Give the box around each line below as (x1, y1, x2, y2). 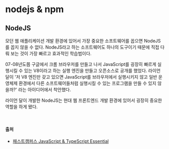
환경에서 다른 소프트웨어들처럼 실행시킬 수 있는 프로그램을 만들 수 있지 (18, 80, 157, 86)
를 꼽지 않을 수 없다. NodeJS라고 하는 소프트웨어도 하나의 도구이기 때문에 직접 (5, 44, 159, 50)
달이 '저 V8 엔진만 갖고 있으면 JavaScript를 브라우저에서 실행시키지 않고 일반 (5, 74, 157, 80)
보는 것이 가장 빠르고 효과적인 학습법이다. (10, 51, 92, 56)
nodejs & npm (5, 4, 64, 15)
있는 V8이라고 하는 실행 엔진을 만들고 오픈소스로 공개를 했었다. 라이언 (24, 67, 161, 73)
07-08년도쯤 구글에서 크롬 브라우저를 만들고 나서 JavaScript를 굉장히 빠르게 (5, 61, 157, 67)
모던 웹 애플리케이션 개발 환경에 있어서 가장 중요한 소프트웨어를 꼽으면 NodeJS (5, 38, 161, 44)
